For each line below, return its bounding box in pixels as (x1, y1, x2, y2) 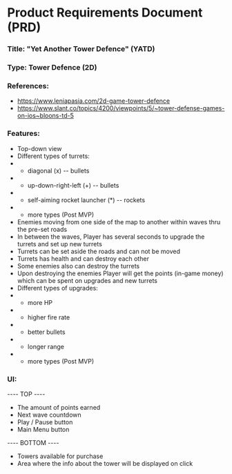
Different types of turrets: (17, 152, 90, 160)
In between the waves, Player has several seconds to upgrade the (17, 233, 205, 241)
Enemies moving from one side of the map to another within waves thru (17, 217, 221, 226)
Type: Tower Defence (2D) (7, 63, 97, 72)
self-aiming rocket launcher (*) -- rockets (27, 195, 146, 204)
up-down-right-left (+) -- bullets (27, 181, 119, 189)
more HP (27, 298, 53, 306)
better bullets (27, 328, 66, 336)
